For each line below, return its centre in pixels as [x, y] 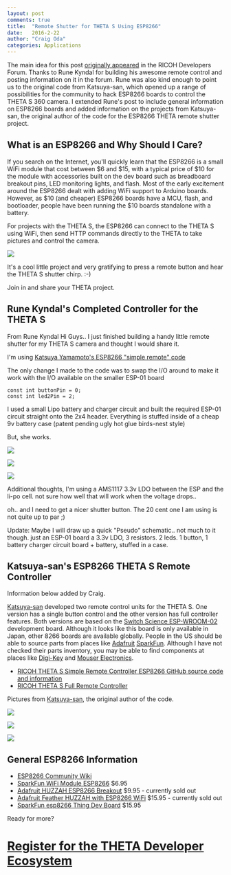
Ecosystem [40, 861]
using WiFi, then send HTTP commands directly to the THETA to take [105, 233]
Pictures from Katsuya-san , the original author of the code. [90, 699]
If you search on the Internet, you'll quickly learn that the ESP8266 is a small [115, 162]
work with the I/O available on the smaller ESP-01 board [86, 377]
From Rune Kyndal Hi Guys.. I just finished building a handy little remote [108, 336]
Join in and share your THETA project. [61, 287]
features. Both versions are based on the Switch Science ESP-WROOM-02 [112, 621]
